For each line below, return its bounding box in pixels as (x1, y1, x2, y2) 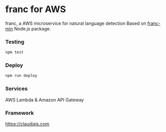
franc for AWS (5, 4, 66, 15)
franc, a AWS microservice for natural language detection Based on (5, 20, 146, 26)
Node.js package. (14, 25, 51, 31)
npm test (5, 50, 24, 55)
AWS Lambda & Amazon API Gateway (5, 97, 84, 103)
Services (5, 85, 28, 92)
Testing (5, 38, 24, 45)
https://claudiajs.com (5, 120, 50, 127)
